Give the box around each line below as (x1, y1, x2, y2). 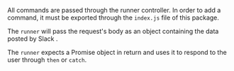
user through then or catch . (7, 56, 87, 64)
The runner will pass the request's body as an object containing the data (7, 27, 219, 35)
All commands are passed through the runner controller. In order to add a (7, 6, 221, 14)
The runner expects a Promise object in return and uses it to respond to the (7, 49, 227, 56)
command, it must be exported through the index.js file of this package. (7, 13, 220, 22)
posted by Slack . (7, 34, 58, 43)
